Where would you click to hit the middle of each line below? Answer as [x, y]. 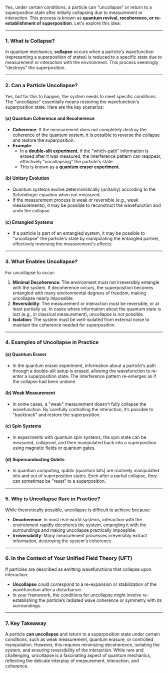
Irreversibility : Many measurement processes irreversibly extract [80, 535]
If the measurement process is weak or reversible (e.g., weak [75, 200]
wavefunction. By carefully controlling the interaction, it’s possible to [83, 409]
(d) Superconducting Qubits [35, 459]
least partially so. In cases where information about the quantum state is [87, 309]
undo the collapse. [31, 211]
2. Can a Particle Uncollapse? [41, 86]
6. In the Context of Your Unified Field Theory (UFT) [69, 558]
